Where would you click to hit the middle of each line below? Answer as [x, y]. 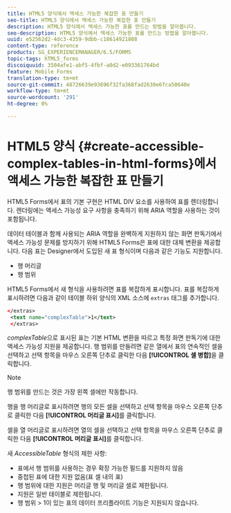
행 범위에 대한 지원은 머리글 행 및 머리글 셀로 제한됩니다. [93, 485]
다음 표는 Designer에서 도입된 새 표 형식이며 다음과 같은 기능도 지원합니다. [122, 251]
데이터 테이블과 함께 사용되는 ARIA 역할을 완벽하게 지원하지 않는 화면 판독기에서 [115, 234]
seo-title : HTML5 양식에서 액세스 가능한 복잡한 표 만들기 [82, 20]
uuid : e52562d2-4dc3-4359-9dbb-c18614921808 [72, 40]
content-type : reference [43, 46]
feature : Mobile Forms [40, 71]
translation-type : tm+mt [43, 78]
